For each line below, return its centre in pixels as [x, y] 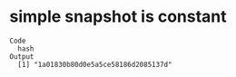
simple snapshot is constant [118, 17]
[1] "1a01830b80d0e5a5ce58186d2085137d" [95, 64]
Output [22, 56]
